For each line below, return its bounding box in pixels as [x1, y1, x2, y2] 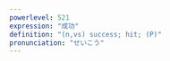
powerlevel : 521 [9, 13, 70, 22]
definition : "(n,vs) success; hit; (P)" [9, 30, 163, 39]
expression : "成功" [9, 22, 80, 30]
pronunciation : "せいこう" [9, 38, 105, 48]
